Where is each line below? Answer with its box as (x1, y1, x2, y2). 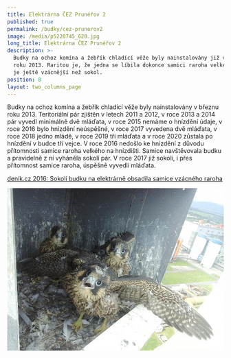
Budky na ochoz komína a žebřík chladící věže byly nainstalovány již (13, 55, 220, 62)
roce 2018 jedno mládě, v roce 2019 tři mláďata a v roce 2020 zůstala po (7, 132, 213, 141)
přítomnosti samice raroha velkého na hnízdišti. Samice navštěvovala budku (7, 147, 222, 155)
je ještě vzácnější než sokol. (13, 69, 103, 75)
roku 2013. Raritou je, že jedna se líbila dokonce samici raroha (13, 62, 208, 69)
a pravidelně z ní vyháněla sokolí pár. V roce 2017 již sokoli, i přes (7, 154, 192, 163)
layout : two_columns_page (7, 83, 81, 91)
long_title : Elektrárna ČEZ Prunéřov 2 (7, 40, 122, 47)
